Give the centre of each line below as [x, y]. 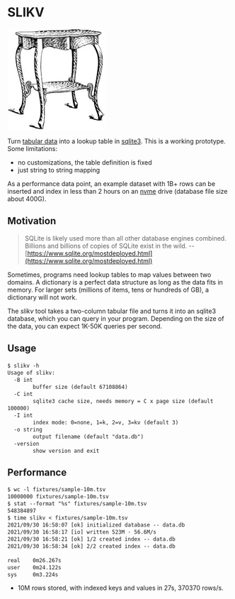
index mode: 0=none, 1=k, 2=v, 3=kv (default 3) [106, 422]
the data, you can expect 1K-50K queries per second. [85, 326]
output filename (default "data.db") [88, 436]
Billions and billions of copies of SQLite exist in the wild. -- [109, 246]
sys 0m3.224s [33, 575]
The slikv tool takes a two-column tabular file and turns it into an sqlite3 [112, 311]
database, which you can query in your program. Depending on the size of [116, 318]
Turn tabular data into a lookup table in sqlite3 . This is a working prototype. [117, 141]
